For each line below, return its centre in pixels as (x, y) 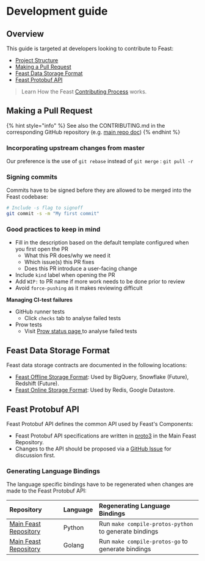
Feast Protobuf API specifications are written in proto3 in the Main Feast (106, 436)
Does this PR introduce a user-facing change (81, 269)
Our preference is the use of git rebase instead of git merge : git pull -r (100, 161)
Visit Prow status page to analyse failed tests (81, 331)
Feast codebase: (27, 197)
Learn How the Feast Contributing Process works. (84, 92)
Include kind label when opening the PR (65, 275)
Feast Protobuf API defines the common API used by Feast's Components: (100, 424)
